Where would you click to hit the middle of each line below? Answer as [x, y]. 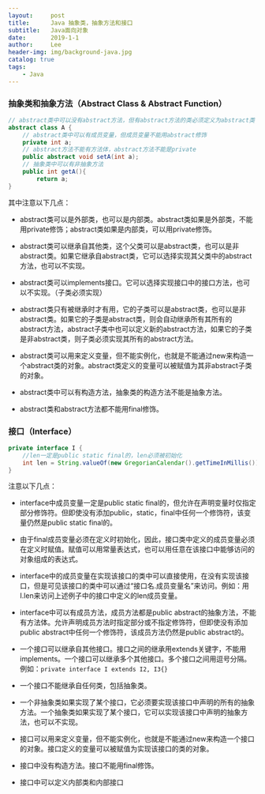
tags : [17, 67]
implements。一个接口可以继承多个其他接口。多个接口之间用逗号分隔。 [135, 659]
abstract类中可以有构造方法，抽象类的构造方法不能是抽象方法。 [123, 392]
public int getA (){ [54, 172]
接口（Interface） [42, 431]
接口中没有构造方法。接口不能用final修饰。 [89, 766]
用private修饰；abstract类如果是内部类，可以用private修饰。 [118, 229]
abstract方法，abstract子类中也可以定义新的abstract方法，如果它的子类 [136, 329]
